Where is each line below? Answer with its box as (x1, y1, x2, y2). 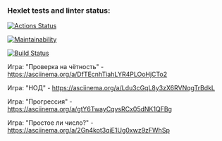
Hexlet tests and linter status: (7, 6, 111, 16)
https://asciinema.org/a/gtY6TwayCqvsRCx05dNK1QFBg (7, 105, 173, 114)
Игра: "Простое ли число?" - (7, 118, 94, 127)
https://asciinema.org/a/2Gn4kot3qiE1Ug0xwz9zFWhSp (7, 126, 171, 135)
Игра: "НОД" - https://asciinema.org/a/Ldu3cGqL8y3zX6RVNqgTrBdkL (7, 84, 215, 92)
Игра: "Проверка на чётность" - (7, 63, 104, 71)
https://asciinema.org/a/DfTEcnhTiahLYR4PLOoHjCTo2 (7, 70, 168, 79)
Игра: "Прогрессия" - (7, 97, 73, 106)
